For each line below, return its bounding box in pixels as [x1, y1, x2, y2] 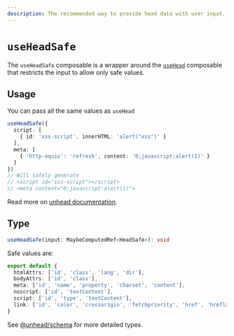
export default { [7, 262, 58, 269]
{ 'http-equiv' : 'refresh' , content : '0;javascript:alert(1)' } [19, 153, 210, 160]
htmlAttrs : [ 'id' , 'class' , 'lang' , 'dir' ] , [13, 269, 145, 276]
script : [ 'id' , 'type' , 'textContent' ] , [13, 295, 132, 302]
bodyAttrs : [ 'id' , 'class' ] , [13, 275, 98, 282]
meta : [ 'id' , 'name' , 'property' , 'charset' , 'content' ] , [13, 282, 186, 289]
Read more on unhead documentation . [7, 198, 118, 206]
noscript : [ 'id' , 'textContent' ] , [13, 289, 114, 296]
